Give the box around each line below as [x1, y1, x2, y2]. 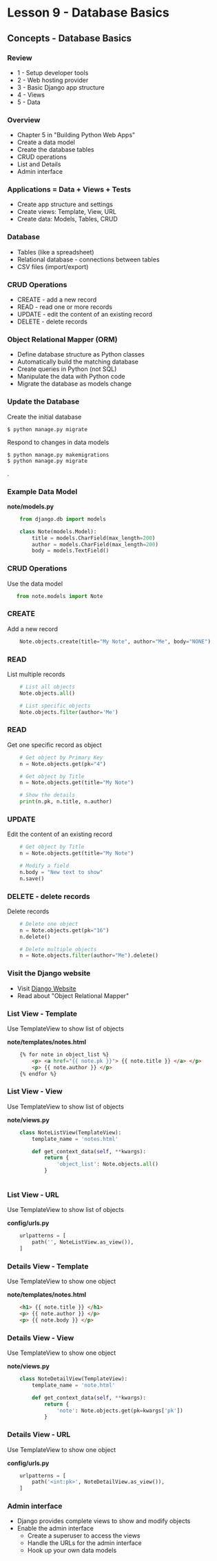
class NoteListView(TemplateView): [19, 1129, 122, 1136]
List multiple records [7, 670, 65, 678]
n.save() [19, 875, 45, 882]
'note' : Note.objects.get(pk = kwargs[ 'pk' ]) [56, 1407, 184, 1414]
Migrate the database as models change [17, 379, 132, 388]
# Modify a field [19, 862, 70, 870]
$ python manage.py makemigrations [7, 451, 110, 458]
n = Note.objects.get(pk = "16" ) [19, 926, 110, 934]
